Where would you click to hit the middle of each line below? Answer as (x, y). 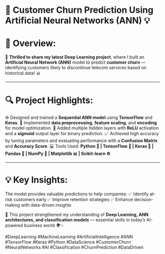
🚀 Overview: (31, 43)
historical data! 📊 (23, 73)
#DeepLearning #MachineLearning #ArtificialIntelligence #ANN (69, 237)
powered (14, 225)
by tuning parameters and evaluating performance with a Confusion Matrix (82, 141)
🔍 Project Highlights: (49, 100)
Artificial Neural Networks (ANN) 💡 (78, 20)
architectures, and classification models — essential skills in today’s (75, 220)
